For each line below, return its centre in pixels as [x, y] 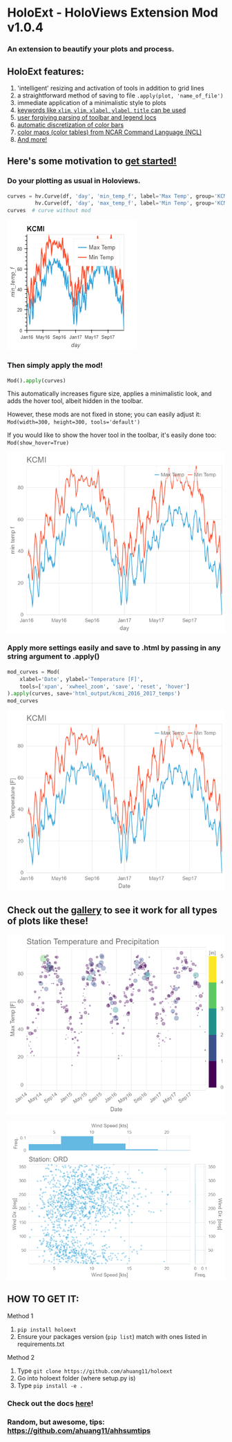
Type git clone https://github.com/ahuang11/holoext [95, 1371]
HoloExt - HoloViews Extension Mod [113, 13]
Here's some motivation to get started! [92, 161]
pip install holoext [47, 1330]
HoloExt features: [46, 72]
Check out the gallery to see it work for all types [112, 910]
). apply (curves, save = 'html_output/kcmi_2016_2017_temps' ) [94, 694]
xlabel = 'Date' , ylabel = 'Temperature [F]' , [81, 679]
